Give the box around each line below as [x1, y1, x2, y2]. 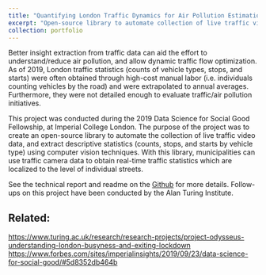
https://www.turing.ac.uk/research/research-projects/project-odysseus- [8, 232, 245, 242]
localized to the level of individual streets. [8, 164, 144, 174]
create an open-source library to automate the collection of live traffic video [8, 131, 256, 140]
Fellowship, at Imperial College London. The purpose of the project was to [8, 122, 250, 132]
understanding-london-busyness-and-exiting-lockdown [8, 241, 192, 250]
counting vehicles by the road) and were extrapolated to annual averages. [8, 82, 249, 91]
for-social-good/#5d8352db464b [8, 258, 118, 267]
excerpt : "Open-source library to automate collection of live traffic [8, 19, 249, 27]
